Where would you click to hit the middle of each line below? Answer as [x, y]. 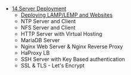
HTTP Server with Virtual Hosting [61, 34]
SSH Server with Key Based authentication [73, 59]
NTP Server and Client [48, 21]
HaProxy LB [35, 53]
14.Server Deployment [39, 9]
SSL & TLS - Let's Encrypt [52, 65]
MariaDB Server [40, 40]
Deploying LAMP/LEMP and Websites [67, 15]
